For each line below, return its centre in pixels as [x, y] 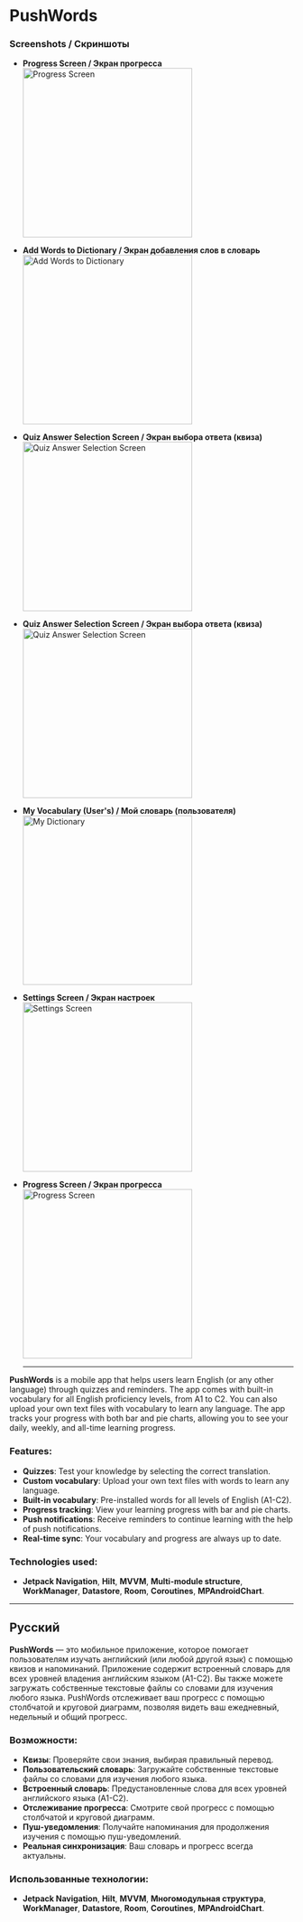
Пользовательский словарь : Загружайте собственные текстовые [151, 1769]
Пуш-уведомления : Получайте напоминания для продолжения [146, 1827]
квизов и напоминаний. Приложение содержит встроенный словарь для [150, 1668]
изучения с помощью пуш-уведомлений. [102, 1837]
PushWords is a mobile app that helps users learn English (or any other [142, 1380]
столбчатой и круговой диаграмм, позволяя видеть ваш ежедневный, [144, 1707]
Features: [31, 1451]
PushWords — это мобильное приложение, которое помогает [129, 1649]
